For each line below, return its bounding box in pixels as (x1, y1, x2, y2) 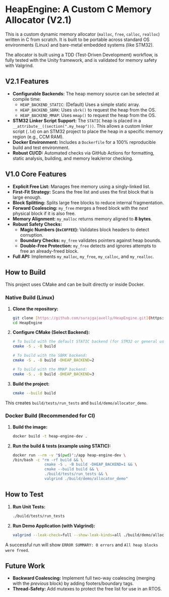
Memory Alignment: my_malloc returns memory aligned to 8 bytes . (12, 215, 152, 221)
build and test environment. (12, 144, 70, 151)
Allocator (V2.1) (5, 14, 72, 26)
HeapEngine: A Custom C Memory (5, 4, 152, 15)
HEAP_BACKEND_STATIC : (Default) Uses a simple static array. (20, 101, 140, 107)
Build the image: (12, 424, 48, 430)
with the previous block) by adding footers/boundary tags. (12, 580, 134, 586)
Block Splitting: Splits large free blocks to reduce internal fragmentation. (12, 199, 164, 206)
